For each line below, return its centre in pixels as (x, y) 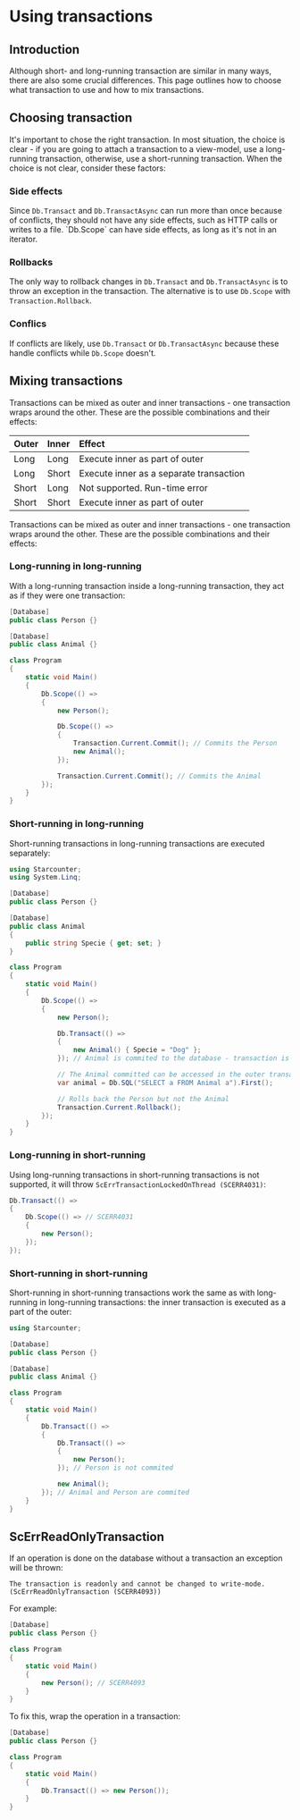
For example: (33, 1609)
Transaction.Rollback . (50, 300)
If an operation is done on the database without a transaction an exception (146, 1558)
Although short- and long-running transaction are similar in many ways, (141, 71)
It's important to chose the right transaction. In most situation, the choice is (147, 139)
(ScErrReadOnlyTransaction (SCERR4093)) (86, 1592)
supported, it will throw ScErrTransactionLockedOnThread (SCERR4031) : (137, 1184)
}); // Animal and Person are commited (116, 1492)
